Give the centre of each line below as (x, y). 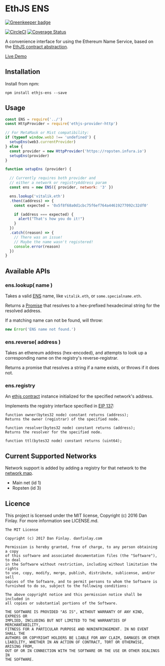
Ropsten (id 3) (27, 488)
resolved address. (23, 311)
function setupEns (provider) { (38, 169)
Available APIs (28, 271)
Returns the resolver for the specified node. (54, 432)
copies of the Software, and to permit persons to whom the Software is (81, 582)
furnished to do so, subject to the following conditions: (67, 586)
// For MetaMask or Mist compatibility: (47, 133)
